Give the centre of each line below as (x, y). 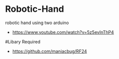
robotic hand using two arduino (37, 23)
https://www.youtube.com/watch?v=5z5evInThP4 (63, 32)
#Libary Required (23, 42)
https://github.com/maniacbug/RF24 (50, 51)
